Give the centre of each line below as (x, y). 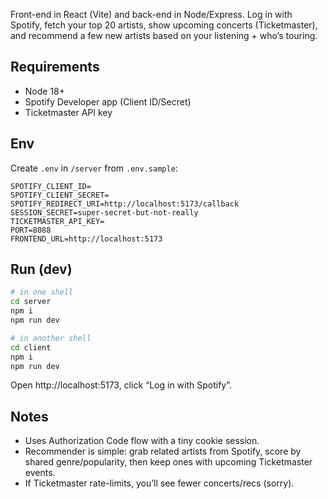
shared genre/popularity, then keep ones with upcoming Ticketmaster (168, 462)
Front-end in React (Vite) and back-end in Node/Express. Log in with (151, 14)
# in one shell (42, 292)
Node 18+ (45, 91)
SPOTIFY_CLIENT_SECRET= (60, 195)
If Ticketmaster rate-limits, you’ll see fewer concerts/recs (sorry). (159, 483)
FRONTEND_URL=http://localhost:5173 (86, 239)
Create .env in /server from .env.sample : (94, 168)
